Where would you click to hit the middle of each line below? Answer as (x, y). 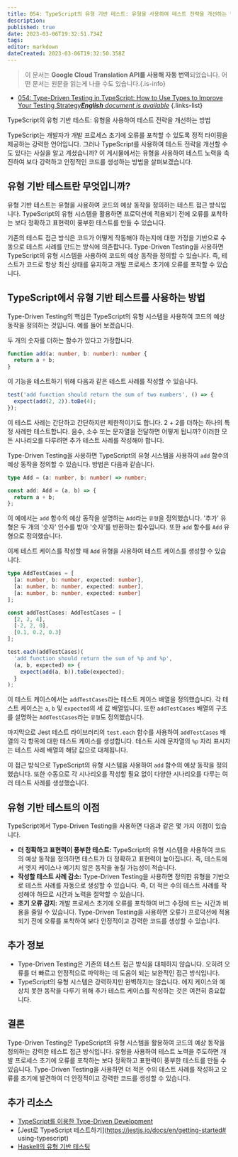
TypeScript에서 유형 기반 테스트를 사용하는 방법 (106, 298)
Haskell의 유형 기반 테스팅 (54, 1146)
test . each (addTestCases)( (45, 652)
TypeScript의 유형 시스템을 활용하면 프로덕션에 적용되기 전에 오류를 (115, 213)
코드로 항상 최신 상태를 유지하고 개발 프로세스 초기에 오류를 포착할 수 (120, 264)
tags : (15, 41)
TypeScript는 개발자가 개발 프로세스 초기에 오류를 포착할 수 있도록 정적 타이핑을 (118, 135)
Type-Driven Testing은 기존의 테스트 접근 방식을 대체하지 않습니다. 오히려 (120, 964)
